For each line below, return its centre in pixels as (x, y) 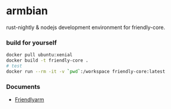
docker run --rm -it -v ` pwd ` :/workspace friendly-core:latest (86, 71)
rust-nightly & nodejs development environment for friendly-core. (86, 27)
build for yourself (32, 43)
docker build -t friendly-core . (47, 60)
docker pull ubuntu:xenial (39, 55)
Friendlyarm (29, 100)
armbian (27, 11)
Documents (23, 86)
